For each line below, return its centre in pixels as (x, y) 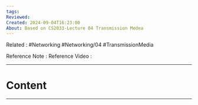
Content (27, 86)
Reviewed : (18, 17)
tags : (13, 12)
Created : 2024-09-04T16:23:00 (43, 22)
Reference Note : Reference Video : (49, 56)
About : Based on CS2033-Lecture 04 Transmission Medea (75, 28)
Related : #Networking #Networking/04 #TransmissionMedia (80, 45)
